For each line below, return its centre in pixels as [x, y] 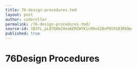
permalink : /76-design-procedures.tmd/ [48, 24]
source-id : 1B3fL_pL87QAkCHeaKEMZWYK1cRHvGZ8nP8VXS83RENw [68, 29]
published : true [23, 33]
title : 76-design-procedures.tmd [41, 10]
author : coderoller [26, 19]
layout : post [19, 15]
